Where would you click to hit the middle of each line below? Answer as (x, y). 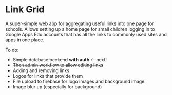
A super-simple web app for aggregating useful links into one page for (80, 23)
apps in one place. (25, 40)
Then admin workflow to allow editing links (58, 65)
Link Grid (25, 9)
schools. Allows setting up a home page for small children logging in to (80, 29)
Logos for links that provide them (48, 76)
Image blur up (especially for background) (57, 87)
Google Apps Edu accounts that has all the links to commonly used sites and (86, 34)
